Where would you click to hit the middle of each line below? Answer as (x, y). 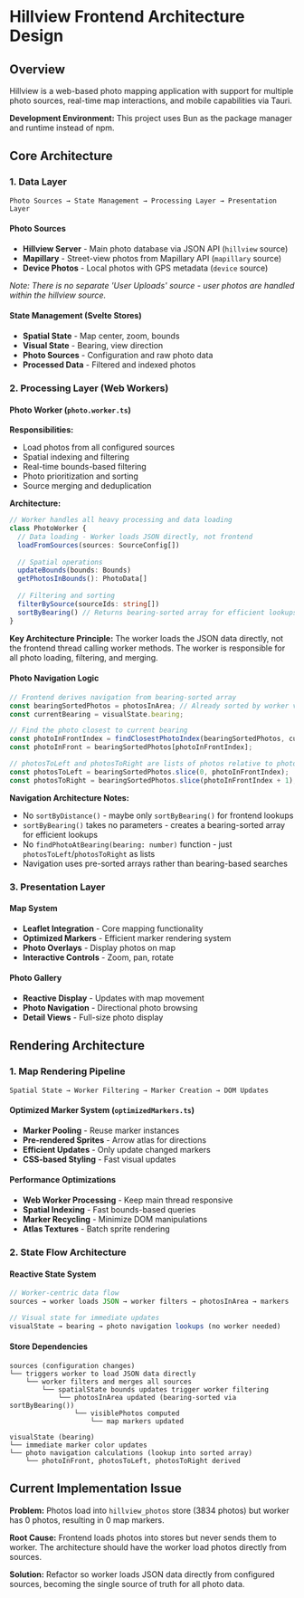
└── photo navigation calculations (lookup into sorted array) (131, 1453)
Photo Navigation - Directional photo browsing (110, 1008)
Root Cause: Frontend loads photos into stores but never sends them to (143, 1537)
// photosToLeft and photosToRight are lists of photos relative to (141, 764)
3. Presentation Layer (57, 887)
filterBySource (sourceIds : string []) (89, 604)
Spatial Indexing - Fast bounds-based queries (109, 1210)
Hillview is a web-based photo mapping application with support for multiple (152, 91)
